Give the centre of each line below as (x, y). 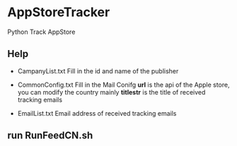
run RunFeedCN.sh (50, 136)
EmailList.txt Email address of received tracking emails (97, 113)
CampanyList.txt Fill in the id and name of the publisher (98, 71)
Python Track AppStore (41, 32)
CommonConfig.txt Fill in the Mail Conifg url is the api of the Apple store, (123, 85)
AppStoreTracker (59, 12)
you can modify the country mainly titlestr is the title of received (111, 92)
